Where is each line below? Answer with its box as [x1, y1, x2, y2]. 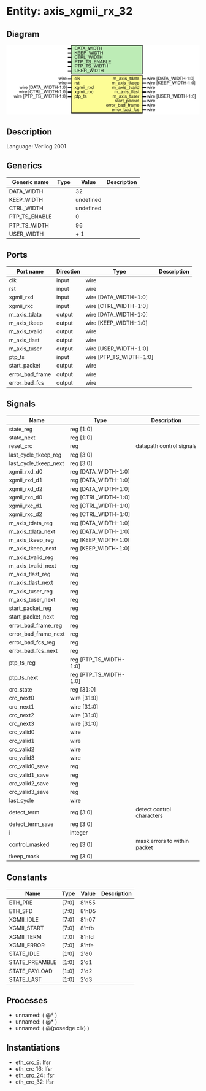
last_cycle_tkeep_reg [9, 451, 62, 458]
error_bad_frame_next [9, 630, 65, 638]
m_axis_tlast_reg [9, 571, 51, 578]
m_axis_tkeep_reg [9, 536, 54, 544]
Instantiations [6, 1042, 61, 1053]
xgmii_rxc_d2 [9, 511, 43, 518]
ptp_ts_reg [9, 659, 36, 666]
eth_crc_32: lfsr [15, 1078, 55, 1085]
